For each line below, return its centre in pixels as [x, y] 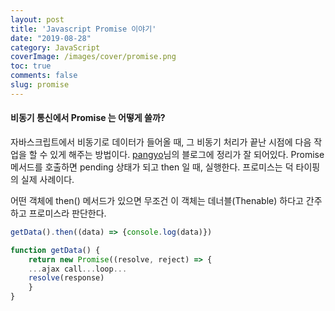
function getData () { [55, 250]
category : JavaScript [55, 47]
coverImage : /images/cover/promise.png [93, 57]
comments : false [44, 76]
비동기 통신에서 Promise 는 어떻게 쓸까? [88, 118]
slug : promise [40, 85]
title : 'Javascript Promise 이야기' [83, 29]
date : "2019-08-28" [51, 38]
